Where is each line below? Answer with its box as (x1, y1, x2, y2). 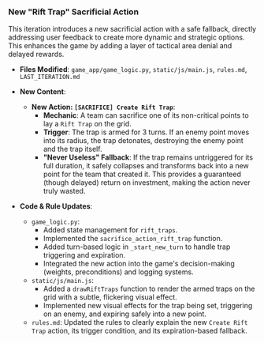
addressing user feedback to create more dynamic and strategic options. (8, 32, 245, 42)
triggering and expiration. (43, 251, 126, 260)
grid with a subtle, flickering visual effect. (43, 292, 177, 302)
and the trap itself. (43, 145, 102, 154)
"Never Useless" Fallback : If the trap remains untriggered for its (43, 153, 254, 162)
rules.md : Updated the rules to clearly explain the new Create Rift (31, 318, 248, 327)
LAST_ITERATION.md (19, 73, 80, 81)
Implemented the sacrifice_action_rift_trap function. (43, 234, 223, 243)
